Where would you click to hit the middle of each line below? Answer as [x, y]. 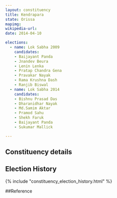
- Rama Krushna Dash [36, 80]
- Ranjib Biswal [32, 85]
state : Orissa [20, 19]
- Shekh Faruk [29, 118]
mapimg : [13, 24]
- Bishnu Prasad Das [36, 99]
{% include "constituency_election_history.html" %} [59, 181]
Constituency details [39, 152]
